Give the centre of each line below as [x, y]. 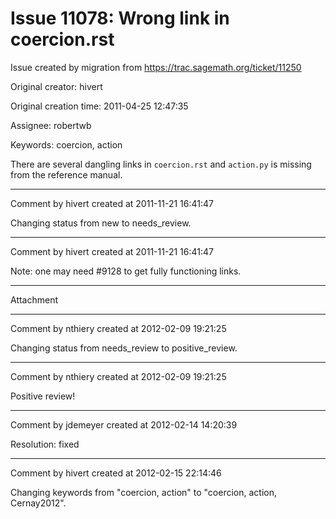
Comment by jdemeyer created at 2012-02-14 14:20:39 [124, 424]
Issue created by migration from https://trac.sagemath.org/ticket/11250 [156, 67]
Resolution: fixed [45, 444]
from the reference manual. [66, 174]
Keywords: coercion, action [66, 144]
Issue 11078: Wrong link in [120, 18]
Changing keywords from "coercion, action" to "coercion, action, [144, 492]
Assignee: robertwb [51, 125]
